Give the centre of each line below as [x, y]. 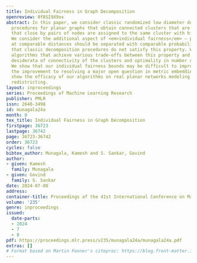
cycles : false [23, 148]
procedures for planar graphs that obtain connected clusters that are [101, 28]
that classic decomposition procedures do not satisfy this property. [99, 50]
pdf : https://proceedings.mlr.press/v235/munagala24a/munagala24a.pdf [94, 240]
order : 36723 [22, 142]
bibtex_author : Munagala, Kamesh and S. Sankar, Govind [76, 153]
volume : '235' [23, 202]
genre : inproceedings [33, 208]
